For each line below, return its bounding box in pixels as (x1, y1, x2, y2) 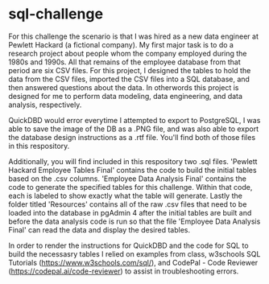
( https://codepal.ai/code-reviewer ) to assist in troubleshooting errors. (8, 266, 239, 276)
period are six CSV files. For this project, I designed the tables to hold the (8, 65, 251, 75)
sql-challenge (8, 5, 103, 23)
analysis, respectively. (8, 100, 82, 109)
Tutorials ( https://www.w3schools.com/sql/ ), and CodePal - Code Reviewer (8, 257, 259, 267)
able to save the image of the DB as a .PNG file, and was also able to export (8, 124, 259, 134)
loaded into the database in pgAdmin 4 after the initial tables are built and (8, 208, 252, 217)
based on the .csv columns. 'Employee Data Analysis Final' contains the (8, 174, 247, 183)
